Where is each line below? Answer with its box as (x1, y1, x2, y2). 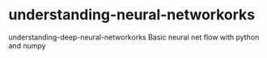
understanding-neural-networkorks (8, 6, 256, 24)
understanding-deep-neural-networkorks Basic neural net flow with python (8, 32, 260, 42)
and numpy (8, 40, 46, 50)
